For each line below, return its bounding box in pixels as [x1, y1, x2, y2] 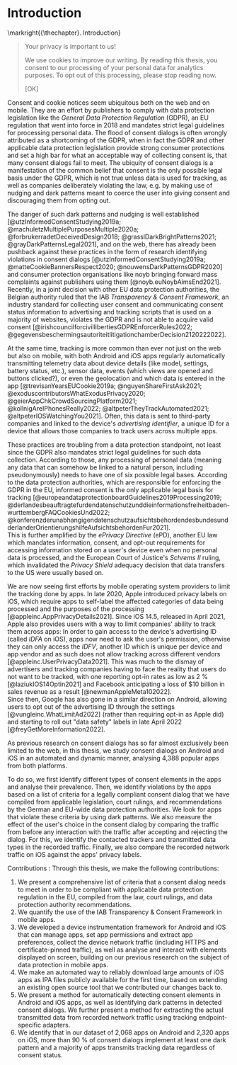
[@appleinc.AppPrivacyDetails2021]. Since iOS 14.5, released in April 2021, [7, 612, 226, 620]
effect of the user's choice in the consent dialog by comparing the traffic [7, 820, 219, 828]
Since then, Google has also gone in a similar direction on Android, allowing [7, 695, 228, 703]
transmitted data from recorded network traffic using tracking [17, 1013, 197, 1021]
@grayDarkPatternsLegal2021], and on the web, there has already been [7, 239, 216, 249]
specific [17, 1020, 41, 1029]
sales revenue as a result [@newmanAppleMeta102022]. [7, 687, 172, 695]
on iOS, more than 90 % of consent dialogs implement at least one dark [17, 1035, 226, 1044]
